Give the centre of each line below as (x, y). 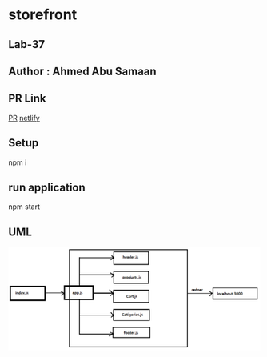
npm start (24, 207)
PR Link (27, 99)
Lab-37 (27, 44)
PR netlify (24, 118)
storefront (43, 15)
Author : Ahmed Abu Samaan (83, 71)
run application (47, 187)
